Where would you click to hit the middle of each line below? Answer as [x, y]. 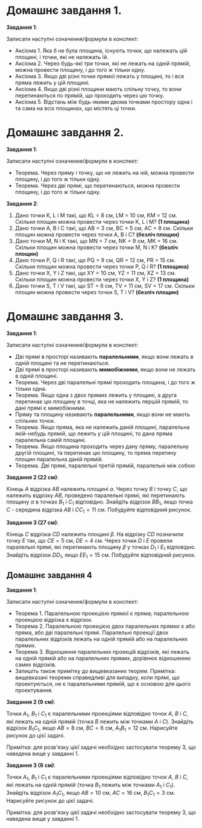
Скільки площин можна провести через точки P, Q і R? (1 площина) [102, 267]
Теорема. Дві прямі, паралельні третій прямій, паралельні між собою [105, 466]
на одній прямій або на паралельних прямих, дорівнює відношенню [103, 658]
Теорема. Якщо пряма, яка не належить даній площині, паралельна [102, 427]
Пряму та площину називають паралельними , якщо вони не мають [103, 414]
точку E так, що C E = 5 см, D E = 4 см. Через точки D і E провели [90, 541]
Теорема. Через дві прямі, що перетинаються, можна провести [97, 185]
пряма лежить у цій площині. [52, 83]
